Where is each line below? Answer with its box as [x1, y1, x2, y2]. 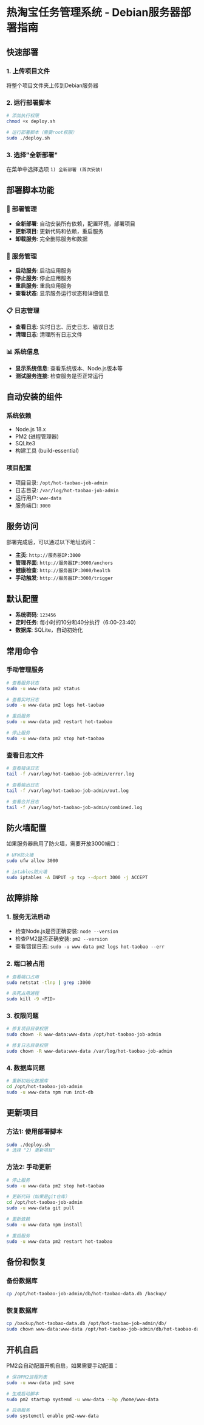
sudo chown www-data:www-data [6, 1326, 83, 1332]
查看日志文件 [6, 751, 44, 759]
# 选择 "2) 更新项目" [6, 1147, 56, 1153]
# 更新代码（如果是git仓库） [6, 1193, 70, 1200]
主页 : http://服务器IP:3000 [15, 551, 81, 559]
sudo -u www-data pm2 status [6, 685, 80, 691]
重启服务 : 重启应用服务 [15, 281, 72, 289]
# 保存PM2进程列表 [6, 1374, 47, 1380]
